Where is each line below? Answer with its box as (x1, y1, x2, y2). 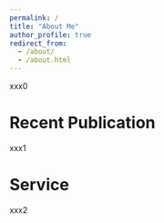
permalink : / (9, 13, 59, 23)
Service (9, 175, 70, 196)
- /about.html (17, 56, 71, 65)
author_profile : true (9, 30, 92, 39)
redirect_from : (9, 38, 67, 48)
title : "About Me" (9, 22, 79, 31)
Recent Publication (9, 113, 157, 133)
